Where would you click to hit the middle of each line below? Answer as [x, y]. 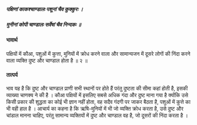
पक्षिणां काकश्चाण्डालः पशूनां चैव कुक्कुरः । [45, 9]
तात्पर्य [12, 75]
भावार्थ [12, 40]
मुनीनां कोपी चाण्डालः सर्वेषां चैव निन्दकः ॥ [44, 24]
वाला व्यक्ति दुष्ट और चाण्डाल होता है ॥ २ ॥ [47, 60]
